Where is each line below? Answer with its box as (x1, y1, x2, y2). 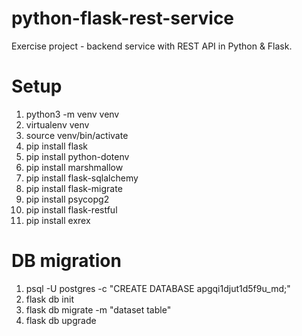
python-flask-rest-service (11, 7, 235, 30)
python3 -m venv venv (25, 108, 120, 120)
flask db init (25, 293, 74, 305)
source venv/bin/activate (25, 129, 129, 141)
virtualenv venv (25, 118, 90, 131)
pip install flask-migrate (25, 182, 123, 194)
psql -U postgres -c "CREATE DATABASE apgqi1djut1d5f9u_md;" (25, 282, 291, 294)
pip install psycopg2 (25, 193, 110, 205)
